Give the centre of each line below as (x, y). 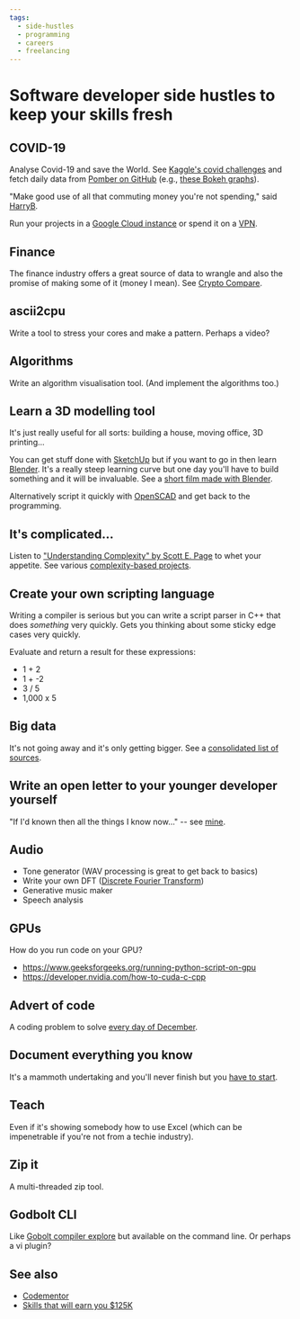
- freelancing (44, 51)
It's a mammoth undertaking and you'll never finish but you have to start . (144, 1077)
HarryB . (24, 206)
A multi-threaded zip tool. (57, 1186)
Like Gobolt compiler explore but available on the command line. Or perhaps (150, 1236)
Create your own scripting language (112, 593)
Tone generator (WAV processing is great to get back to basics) (140, 871)
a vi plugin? (31, 1246)
